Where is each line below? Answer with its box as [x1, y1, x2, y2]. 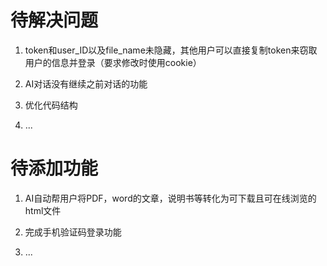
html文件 [24, 204, 62, 216]
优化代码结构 [24, 99, 78, 111]
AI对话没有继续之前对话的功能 [24, 77, 148, 90]
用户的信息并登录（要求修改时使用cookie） [24, 56, 202, 68]
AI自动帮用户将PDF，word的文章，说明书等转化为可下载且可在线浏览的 [24, 192, 317, 204]
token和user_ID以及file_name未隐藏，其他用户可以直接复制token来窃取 [24, 44, 318, 56]
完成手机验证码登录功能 [24, 226, 122, 238]
